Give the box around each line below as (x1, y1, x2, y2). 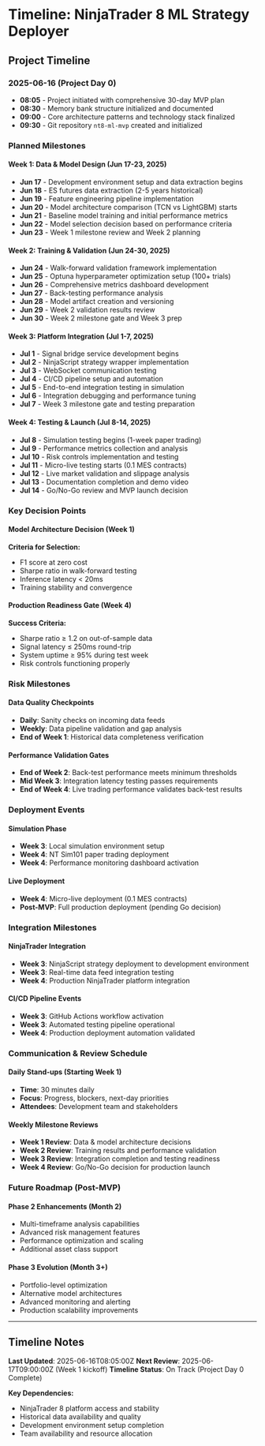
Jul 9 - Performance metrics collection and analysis (19, 444, 188, 453)
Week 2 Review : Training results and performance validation (19, 1146, 217, 1156)
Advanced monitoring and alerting (19, 1297, 131, 1306)
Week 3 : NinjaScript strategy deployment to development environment (19, 959, 250, 968)
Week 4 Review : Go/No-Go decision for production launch (19, 1163, 211, 1172)
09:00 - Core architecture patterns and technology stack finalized (19, 112, 235, 122)
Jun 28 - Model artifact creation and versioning (19, 297, 174, 306)
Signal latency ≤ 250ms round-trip (19, 642, 132, 651)
